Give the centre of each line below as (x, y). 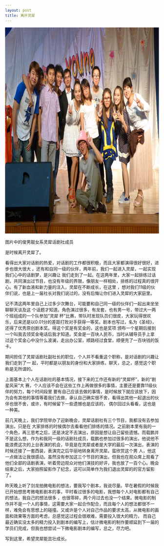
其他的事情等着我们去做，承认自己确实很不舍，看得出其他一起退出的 (86, 398)
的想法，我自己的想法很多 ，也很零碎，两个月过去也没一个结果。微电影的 (78, 498)
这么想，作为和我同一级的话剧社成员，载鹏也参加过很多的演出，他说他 (84, 438)
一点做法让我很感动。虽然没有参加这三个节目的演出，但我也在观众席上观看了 (82, 457)
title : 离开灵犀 (20, 15)
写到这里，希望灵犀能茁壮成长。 (37, 538)
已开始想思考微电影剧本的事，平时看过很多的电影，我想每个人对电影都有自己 (82, 491)
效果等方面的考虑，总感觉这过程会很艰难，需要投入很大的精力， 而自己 (85, 516)
